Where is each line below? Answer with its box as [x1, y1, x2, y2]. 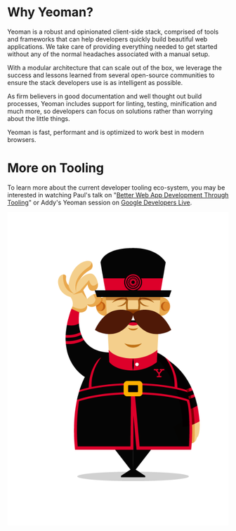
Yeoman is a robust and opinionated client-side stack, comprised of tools [7, 27, 219, 36]
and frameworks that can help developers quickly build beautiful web [7, 34, 208, 43]
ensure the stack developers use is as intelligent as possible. [7, 78, 183, 86]
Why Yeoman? [7, 4, 93, 20]
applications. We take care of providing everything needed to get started [7, 42, 218, 51]
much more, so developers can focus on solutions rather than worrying [7, 107, 213, 115]
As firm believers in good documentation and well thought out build [7, 92, 202, 100]
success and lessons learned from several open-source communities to [7, 71, 216, 79]
